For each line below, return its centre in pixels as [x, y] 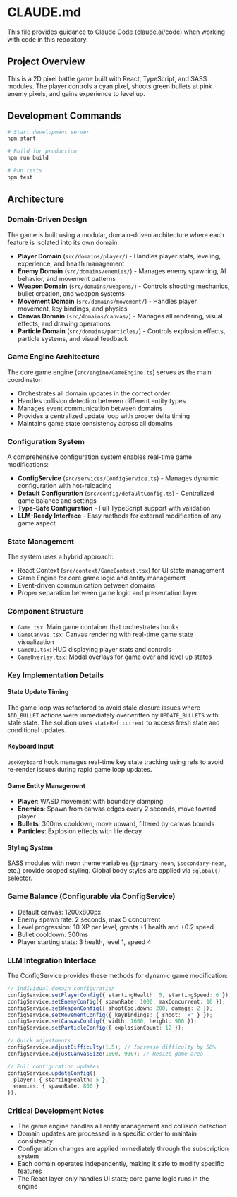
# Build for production [42, 151]
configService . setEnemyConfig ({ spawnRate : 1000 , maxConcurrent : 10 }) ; [116, 1001]
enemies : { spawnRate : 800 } [56, 1086]
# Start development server [49, 132]
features [30, 1171]
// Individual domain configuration [61, 989]
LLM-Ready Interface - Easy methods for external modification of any [120, 516]
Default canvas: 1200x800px [59, 912]
